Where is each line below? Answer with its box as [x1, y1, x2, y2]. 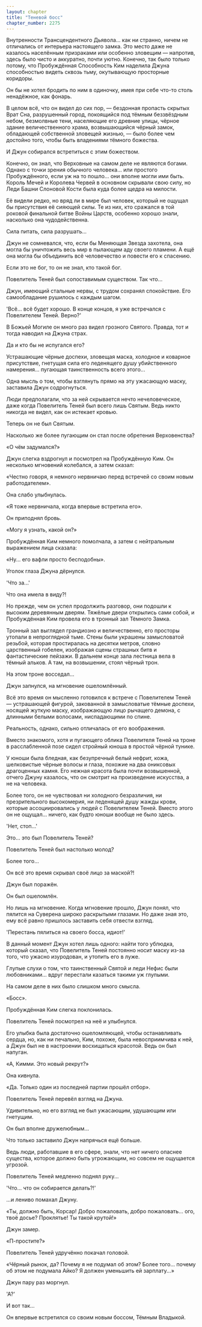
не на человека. [6, 780, 47, 787]
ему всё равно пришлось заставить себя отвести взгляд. [6, 917, 154, 924]
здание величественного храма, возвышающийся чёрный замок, [6, 124, 175, 131]
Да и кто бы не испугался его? [6, 341, 85, 349]
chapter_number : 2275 [6, 20, 61, 26]
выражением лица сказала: [6, 544, 78, 551]
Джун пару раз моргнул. [6, 1279, 70, 1286]
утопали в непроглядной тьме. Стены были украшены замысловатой [6, 633, 185, 641]
